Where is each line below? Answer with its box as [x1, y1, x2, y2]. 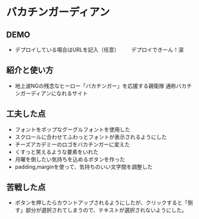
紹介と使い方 [6, 65, 54, 75]
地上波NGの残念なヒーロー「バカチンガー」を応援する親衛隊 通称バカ [14, 82, 187, 90]
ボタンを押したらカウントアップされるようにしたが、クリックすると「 [14, 199, 188, 206]
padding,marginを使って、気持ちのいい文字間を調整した [14, 163, 153, 170]
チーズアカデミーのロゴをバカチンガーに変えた [14, 141, 130, 148]
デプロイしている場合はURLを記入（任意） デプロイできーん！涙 [14, 46, 184, 53]
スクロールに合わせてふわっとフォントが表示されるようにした [14, 133, 167, 140]
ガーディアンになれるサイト [20, 90, 88, 97]
